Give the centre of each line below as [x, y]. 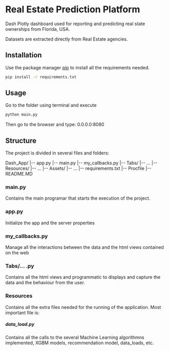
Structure [21, 140]
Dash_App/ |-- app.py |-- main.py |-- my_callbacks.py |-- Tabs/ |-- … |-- [81, 163]
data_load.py [20, 324]
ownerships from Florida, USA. [38, 29]
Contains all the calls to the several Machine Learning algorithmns [75, 337]
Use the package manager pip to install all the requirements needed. [78, 67]
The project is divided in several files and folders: [57, 153]
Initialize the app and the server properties [50, 223]
